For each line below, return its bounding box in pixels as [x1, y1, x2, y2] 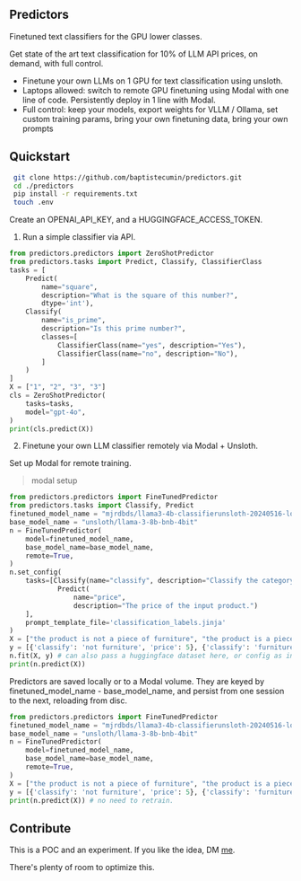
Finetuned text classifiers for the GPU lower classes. [9, 31, 203, 41]
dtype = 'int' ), [41, 299, 94, 308]
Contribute [9, 821, 72, 836]
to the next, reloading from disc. [9, 695, 128, 706]
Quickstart [9, 149, 71, 164]
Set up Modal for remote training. [9, 458, 132, 469]
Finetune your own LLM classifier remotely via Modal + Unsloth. [21, 440, 258, 452]
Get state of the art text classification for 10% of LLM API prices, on [9, 48, 258, 59]
